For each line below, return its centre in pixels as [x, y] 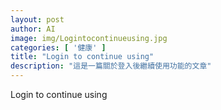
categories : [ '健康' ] [58, 47]
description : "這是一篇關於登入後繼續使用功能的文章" [111, 66]
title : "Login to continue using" [82, 57]
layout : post [37, 19]
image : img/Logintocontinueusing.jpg [89, 38]
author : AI [33, 29]
